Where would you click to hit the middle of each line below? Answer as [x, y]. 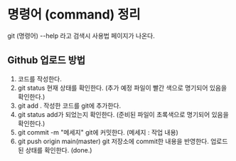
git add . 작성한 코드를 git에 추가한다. [69, 105]
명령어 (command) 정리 [74, 15]
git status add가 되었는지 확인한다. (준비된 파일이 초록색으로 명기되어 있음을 [123, 114]
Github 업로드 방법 [47, 60]
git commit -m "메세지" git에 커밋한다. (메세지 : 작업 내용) [98, 132]
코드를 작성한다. [39, 78]
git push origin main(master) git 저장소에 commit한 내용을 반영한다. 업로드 [123, 141]
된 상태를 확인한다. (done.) [55, 150]
